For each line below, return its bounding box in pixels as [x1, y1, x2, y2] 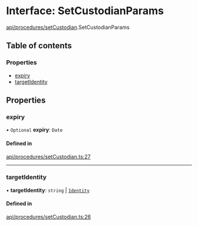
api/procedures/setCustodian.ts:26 [6, 214, 91, 221]
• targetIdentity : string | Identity [6, 186, 90, 194]
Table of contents [6, 41, 72, 51]
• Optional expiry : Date [6, 126, 63, 133]
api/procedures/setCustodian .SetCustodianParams [6, 24, 130, 31]
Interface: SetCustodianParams [6, 4, 164, 18]
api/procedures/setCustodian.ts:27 [6, 153, 91, 160]
